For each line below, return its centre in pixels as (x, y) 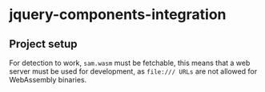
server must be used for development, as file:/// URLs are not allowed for (133, 71)
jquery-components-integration (118, 15)
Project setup (44, 44)
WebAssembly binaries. (48, 80)
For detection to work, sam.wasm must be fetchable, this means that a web (130, 63)
